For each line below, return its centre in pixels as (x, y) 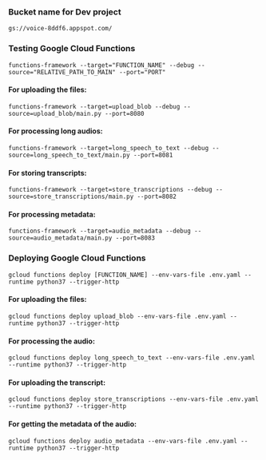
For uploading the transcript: (57, 383)
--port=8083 (135, 238)
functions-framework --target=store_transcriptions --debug (111, 190)
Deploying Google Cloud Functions (77, 258)
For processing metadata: (52, 214)
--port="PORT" (142, 72)
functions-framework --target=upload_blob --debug (94, 106)
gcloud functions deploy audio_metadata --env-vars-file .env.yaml (123, 441)
